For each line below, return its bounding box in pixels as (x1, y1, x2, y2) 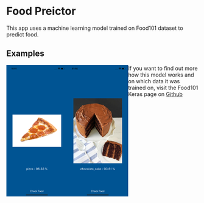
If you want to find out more (128, 64, 198, 72)
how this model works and (128, 71, 194, 78)
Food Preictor (6, 4, 76, 18)
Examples (6, 49, 44, 59)
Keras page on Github (128, 90, 183, 98)
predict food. (6, 30, 39, 38)
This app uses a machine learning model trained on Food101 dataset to (6, 24, 184, 32)
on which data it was (128, 77, 180, 84)
